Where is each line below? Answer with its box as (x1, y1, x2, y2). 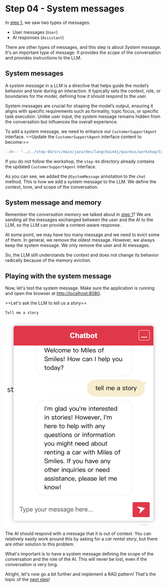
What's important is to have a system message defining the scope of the (5, 551, 154, 557)
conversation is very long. (5, 562, 58, 568)
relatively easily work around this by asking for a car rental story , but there (5, 536, 158, 542)
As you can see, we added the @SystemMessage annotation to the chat (5, 173, 146, 179)
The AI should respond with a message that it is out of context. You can (5, 531, 152, 537)
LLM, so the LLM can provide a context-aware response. (5, 222, 121, 228)
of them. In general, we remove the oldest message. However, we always (5, 237, 155, 243)
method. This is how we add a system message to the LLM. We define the (5, 178, 157, 185)
